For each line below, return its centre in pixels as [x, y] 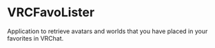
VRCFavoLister [51, 13]
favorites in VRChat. [35, 38]
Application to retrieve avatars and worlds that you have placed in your [107, 31]
